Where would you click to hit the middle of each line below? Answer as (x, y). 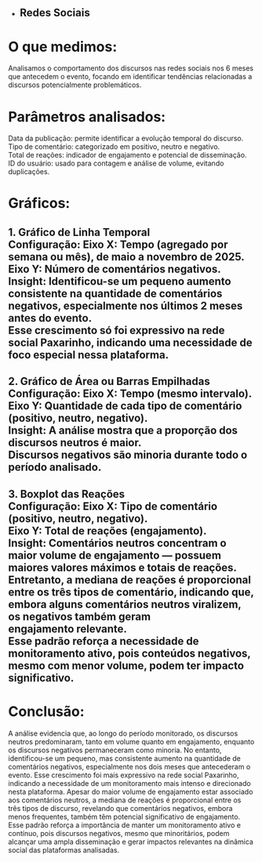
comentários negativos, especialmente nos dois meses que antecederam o (129, 766)
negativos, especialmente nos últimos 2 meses (126, 306)
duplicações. (29, 172)
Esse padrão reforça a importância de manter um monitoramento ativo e (125, 825)
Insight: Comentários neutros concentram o (117, 543)
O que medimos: (63, 47)
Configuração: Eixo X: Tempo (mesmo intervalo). (130, 394)
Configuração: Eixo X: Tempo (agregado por (118, 244)
